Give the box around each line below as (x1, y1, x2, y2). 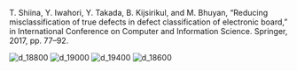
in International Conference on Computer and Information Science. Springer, (9, 26, 288, 36)
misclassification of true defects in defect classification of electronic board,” (9, 17, 288, 27)
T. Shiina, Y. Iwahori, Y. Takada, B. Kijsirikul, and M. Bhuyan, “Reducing (9, 8, 269, 18)
